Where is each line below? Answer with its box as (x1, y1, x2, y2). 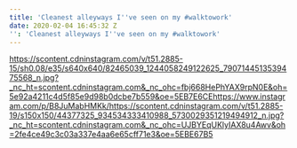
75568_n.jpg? (9, 73, 60, 83)
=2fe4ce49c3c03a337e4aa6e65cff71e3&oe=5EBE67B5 (9, 129, 213, 140)
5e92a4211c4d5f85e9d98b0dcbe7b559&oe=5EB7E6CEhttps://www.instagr (9, 91, 286, 102)
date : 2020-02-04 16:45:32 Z (9, 21, 117, 30)
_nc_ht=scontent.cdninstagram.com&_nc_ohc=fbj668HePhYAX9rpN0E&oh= (9, 82, 288, 93)
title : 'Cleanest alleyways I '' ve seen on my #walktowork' (9, 12, 233, 22)
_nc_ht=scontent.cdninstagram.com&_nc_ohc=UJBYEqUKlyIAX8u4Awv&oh (9, 120, 286, 130)
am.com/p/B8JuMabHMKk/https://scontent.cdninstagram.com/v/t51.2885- (9, 101, 284, 112)
